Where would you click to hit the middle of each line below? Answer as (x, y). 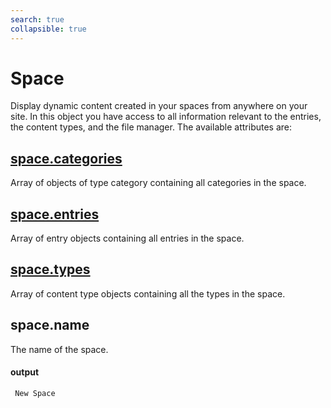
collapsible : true (48, 29)
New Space (35, 393)
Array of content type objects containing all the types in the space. (148, 293)
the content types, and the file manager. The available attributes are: (151, 127)
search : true (37, 19)
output (25, 372)
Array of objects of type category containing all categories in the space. (158, 183)
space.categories (66, 158)
